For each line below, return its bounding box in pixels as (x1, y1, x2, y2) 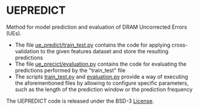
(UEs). (6, 29, 22, 36)
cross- (171, 41, 188, 48)
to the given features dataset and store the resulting (40, 47, 169, 54)
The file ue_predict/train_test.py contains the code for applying (14, 41, 171, 48)
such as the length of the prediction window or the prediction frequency (14, 85, 193, 93)
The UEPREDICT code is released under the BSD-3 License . (6, 97, 155, 105)
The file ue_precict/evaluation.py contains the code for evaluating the (14, 60, 187, 68)
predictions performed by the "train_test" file (14, 66, 126, 74)
